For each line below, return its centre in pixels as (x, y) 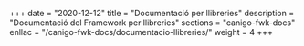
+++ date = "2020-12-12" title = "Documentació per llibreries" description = (152, 13)
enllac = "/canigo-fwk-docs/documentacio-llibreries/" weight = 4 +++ (142, 32)
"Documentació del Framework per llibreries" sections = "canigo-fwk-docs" (152, 23)
